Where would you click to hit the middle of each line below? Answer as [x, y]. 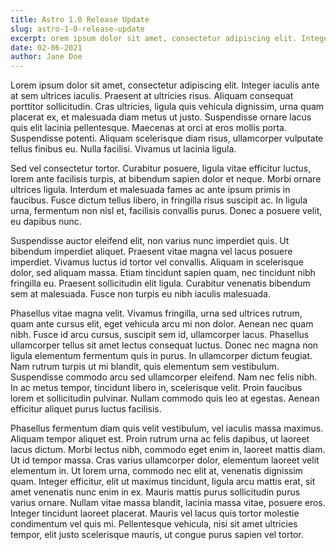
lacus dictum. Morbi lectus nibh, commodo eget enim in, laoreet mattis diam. [168, 450]
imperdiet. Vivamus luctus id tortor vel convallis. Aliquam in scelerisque [157, 262]
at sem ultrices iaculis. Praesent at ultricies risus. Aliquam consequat [152, 96]
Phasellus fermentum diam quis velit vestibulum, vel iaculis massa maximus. [167, 428]
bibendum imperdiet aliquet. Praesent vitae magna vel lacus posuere [151, 252]
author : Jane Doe [46, 57]
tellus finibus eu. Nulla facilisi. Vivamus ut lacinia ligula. [123, 149]
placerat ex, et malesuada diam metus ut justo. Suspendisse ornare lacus [161, 117]
